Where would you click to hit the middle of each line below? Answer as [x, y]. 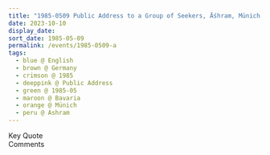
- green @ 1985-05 [47, 90]
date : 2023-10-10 [37, 23]
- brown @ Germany [47, 68]
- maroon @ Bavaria [48, 98]
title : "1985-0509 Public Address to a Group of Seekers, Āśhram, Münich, [136, 16]
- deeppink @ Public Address [64, 83]
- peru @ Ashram [43, 113]
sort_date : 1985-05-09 [46, 38]
